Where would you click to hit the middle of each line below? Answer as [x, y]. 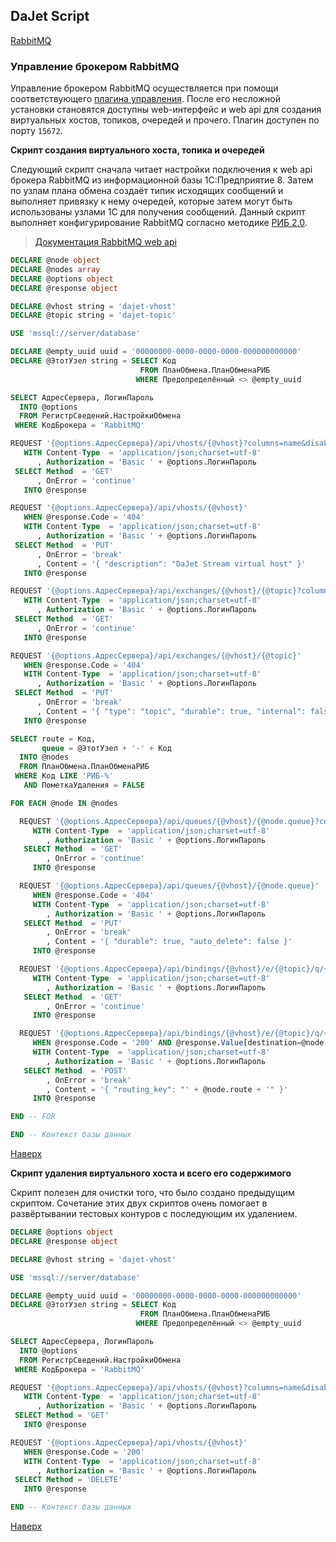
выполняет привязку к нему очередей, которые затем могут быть [151, 201]
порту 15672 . [36, 131]
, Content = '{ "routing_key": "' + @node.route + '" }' [167, 1089]
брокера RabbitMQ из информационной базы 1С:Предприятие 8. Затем [162, 180]
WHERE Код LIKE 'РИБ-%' [64, 776]
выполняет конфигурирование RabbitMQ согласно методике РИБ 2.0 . [159, 223]
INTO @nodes [44, 757]
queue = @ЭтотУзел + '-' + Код [106, 748]
